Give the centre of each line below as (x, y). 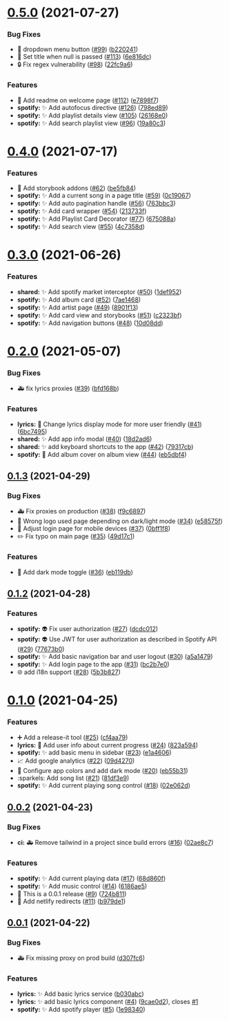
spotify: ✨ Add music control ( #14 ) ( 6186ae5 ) (82, 886)
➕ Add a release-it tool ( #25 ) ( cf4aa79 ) (72, 737)
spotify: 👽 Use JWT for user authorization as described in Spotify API (117, 639)
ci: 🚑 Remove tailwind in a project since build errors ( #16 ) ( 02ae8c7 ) (115, 843)
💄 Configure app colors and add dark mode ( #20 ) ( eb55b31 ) (102, 770)
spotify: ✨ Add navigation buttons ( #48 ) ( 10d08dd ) (90, 322)
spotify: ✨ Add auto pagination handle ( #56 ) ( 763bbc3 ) (96, 203)
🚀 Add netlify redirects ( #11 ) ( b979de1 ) (71, 901)
